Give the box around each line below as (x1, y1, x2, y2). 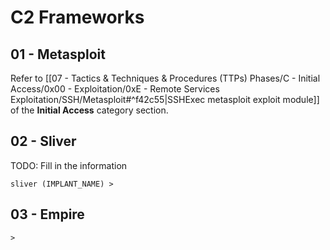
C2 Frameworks (10, 6, 145, 29)
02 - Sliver (10, 133, 77, 150)
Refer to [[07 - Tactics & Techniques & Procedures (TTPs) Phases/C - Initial (10, 72, 321, 84)
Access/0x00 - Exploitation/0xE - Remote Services (10, 83, 220, 95)
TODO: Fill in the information (10, 159, 128, 171)
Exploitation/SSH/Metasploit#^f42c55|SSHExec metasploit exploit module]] (10, 94, 320, 105)
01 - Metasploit (10, 46, 106, 63)
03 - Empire (10, 206, 85, 223)
